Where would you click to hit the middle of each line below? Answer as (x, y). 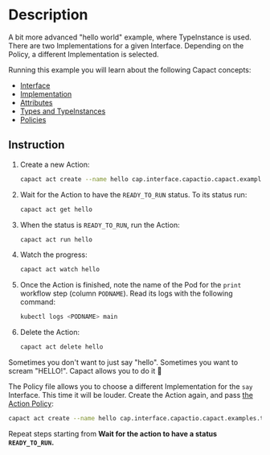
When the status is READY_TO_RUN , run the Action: (100, 225)
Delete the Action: (50, 333)
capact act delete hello (61, 347)
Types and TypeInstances (63, 111)
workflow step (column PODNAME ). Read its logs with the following (126, 294)
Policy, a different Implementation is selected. (84, 54)
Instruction (37, 145)
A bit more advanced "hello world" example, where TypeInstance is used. (130, 37)
